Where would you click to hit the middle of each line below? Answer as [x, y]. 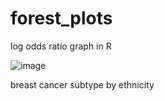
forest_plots [61, 18]
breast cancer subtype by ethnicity [82, 84]
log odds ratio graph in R [61, 46]
